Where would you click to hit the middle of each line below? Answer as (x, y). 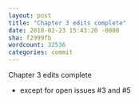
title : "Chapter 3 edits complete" (68, 23)
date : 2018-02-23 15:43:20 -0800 (64, 30)
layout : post (30, 15)
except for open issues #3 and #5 (75, 90)
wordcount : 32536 (37, 45)
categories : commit (41, 52)
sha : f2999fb (30, 38)
